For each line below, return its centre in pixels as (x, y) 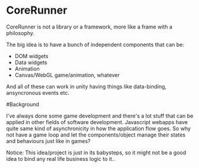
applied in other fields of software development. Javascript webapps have (97, 122)
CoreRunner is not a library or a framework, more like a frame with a (89, 27)
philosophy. (20, 33)
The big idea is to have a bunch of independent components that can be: (95, 45)
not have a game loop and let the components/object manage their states (96, 135)
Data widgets (31, 62)
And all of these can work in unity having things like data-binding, (86, 86)
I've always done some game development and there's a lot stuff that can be (100, 116)
